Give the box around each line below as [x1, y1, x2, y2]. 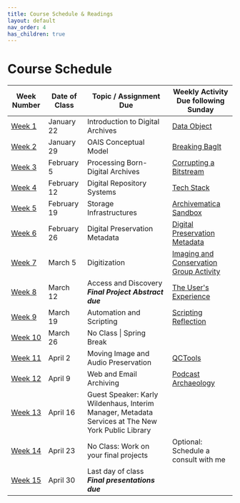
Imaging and [171, 249, 214, 259]
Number [11, 101, 41, 111]
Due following [176, 96, 225, 106]
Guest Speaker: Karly [86, 390, 159, 400]
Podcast [171, 369, 200, 379]
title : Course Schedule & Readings [7, 10, 114, 18]
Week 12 [11, 374, 41, 384]
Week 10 [11, 332, 41, 342]
